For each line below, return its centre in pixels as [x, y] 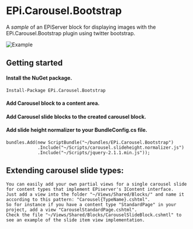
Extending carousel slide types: [65, 171]
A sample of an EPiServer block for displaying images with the [81, 27]
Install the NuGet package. [39, 78]
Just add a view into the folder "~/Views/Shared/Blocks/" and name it [95, 194]
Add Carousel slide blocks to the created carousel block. [76, 117]
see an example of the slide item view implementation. [75, 220]
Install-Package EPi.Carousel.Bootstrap [56, 90]
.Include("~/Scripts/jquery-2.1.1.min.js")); [94, 153]
